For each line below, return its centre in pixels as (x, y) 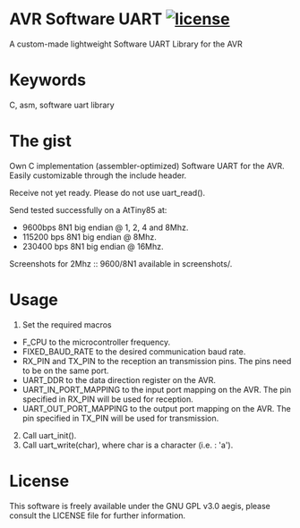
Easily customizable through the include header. (98, 175)
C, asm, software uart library (62, 105)
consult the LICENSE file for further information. (98, 515)
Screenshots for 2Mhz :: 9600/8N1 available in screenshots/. (121, 263)
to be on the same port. (65, 370)
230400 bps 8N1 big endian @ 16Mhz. (93, 246)
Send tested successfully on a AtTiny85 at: (88, 209)
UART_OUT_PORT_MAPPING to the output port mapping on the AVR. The (156, 408)
